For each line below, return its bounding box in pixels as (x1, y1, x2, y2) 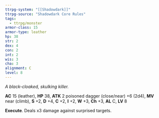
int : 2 (5, 52, 18, 57)
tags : (5, 16, 16, 21)
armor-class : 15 (5, 25, 38, 30)
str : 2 (5, 39, 18, 44)
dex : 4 (5, 43, 18, 48)
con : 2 (5, 48, 18, 52)
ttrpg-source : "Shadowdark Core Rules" (5, 12, 86, 17)
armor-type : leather (5, 30, 47, 34)
